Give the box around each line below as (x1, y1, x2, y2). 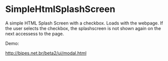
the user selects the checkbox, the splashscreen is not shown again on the (5, 25, 161, 31)
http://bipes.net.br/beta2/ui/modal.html (5, 50, 87, 56)
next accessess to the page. (5, 30, 64, 36)
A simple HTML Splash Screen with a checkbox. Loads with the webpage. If (5, 20, 163, 26)
